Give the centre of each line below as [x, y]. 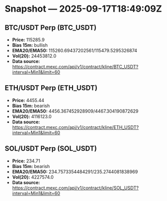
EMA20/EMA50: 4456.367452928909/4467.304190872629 [75, 111]
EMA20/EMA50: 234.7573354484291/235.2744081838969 [75, 172]
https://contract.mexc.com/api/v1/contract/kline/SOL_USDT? [75, 188]
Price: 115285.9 [28, 40]
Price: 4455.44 [28, 100]
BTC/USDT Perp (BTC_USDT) [51, 28]
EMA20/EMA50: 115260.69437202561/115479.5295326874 [75, 51]
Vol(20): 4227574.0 [33, 177]
